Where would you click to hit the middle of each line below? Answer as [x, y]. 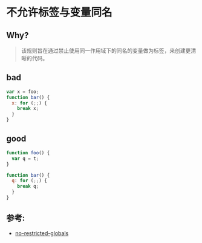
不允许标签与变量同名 [60, 12]
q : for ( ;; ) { [29, 181]
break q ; [28, 187]
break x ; [28, 109]
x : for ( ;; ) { [29, 103]
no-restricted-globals [42, 233]
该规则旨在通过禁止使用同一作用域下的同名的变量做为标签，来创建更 [106, 50]
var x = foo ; [23, 92]
